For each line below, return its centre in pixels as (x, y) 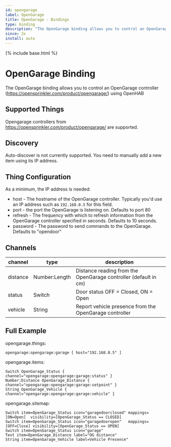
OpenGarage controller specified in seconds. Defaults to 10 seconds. (85, 221)
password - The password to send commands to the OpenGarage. (82, 226)
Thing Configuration (38, 177)
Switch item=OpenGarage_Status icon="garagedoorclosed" (66, 413)
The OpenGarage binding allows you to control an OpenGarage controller (82, 88)
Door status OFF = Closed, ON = (114, 292)
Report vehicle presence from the (116, 307)
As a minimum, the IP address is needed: (48, 189)
